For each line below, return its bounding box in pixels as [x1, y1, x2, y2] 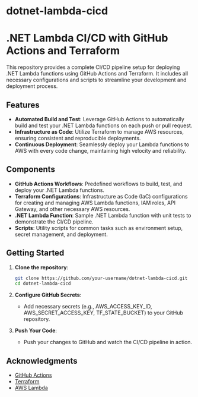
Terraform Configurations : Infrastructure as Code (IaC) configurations [14, 193, 188, 200]
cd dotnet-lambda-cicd [14, 281, 71, 286]
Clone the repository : [14, 263, 69, 271]
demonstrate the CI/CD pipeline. [14, 218, 94, 225]
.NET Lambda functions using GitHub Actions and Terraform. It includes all [6, 70, 189, 77]
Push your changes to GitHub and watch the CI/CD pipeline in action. [23, 339, 193, 346]
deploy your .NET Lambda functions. [14, 186, 105, 194]
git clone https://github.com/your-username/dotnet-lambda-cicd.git [14, 275, 188, 281]
